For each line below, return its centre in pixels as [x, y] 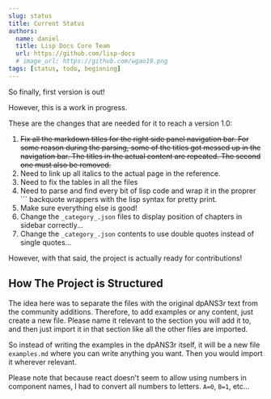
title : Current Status [47, 24]
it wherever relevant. [42, 362]
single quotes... [46, 242]
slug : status [30, 16]
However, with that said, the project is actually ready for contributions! [125, 258]
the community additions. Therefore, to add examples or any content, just [131, 311]
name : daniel [38, 39]
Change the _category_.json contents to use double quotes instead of [137, 234]
